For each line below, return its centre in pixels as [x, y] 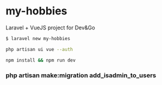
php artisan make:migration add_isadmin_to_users [81, 75]
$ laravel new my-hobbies [38, 38]
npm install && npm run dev [41, 60]
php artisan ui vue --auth [39, 49]
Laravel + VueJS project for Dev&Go [50, 28]
